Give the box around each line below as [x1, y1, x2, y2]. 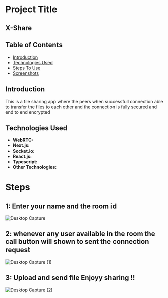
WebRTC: [12, 137, 33, 143]
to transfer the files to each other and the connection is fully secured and [5, 104, 157, 110]
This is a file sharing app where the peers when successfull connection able [5, 98, 163, 105]
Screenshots [12, 70, 39, 76]
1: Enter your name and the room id [5, 202, 117, 210]
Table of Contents [5, 40, 63, 49]
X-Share [5, 24, 32, 32]
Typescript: [12, 159, 38, 165]
